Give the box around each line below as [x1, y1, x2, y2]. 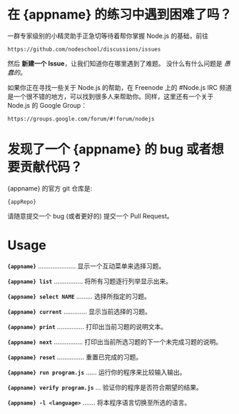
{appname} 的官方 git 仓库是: [7, 183, 93, 193]
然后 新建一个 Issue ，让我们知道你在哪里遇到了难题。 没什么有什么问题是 [7, 59, 223, 68]
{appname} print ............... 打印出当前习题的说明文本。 [7, 322, 168, 330]
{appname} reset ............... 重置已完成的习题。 [7, 353, 143, 361]
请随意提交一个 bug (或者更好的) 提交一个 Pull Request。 [7, 211, 173, 220]
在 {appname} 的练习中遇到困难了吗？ [7, 6, 232, 23]
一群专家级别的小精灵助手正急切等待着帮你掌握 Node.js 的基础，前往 [7, 31, 209, 40]
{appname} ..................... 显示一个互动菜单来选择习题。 [7, 261, 166, 270]
